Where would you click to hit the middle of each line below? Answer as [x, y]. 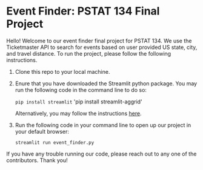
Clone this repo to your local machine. [62, 71]
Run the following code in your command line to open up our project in [103, 125]
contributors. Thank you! [37, 160]
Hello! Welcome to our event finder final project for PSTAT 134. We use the [99, 41]
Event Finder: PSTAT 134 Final [83, 11]
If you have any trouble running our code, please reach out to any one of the [101, 154]
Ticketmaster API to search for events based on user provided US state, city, [102, 47]
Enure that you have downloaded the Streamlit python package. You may [106, 83]
